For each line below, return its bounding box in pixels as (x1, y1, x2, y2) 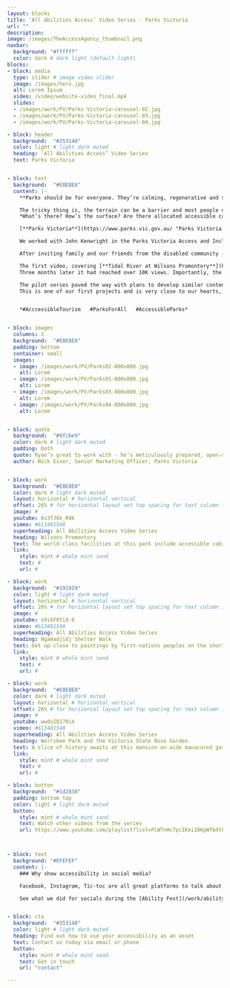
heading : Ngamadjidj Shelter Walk (13, 636, 112, 642)
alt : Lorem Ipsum (13, 87, 63, 93)
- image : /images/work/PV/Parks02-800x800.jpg (13, 363, 149, 370)
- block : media (7, 67, 51, 74)
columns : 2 (13, 331, 44, 338)
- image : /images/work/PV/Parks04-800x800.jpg (13, 401, 149, 408)
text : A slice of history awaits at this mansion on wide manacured (13, 743, 213, 751)
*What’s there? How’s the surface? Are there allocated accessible (19, 213, 216, 220)
